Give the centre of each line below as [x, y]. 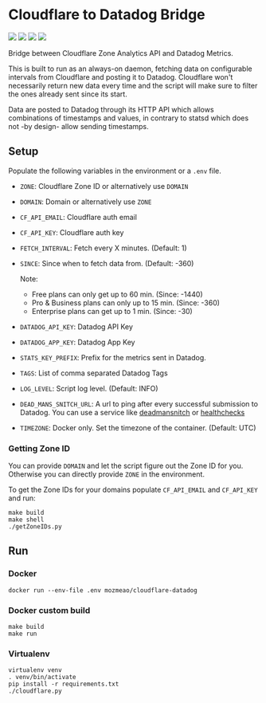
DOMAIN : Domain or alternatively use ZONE [86, 202]
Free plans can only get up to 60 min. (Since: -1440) [117, 294]
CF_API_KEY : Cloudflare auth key [72, 232]
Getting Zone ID [39, 448]
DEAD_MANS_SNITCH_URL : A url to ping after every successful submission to [139, 403]
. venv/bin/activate [43, 677]
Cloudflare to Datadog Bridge [107, 15]
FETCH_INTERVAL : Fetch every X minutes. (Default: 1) [103, 248]
